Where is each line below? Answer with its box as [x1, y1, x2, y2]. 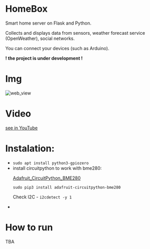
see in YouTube [5, 125, 38, 131]
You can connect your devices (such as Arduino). [5, 45, 110, 51]
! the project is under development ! [5, 55, 83, 61]
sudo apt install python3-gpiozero [12, 161, 89, 166]
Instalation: [5, 143, 55, 154]
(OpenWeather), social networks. [5, 35, 75, 41]
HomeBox [5, 3, 48, 15]
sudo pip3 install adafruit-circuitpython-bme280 [12, 185, 121, 190]
